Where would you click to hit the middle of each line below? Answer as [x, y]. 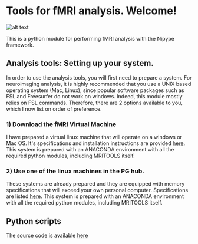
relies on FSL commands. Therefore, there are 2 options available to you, [94, 103]
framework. [20, 45]
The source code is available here [47, 235]
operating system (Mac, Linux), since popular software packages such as [95, 90]
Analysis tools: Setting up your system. [80, 63]
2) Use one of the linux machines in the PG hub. [75, 171]
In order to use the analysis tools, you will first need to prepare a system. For [99, 77]
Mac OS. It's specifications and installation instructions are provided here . [96, 143]
